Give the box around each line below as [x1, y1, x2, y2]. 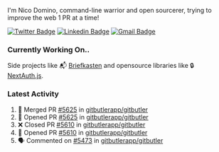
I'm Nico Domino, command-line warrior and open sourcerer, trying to [7, 6, 212, 14]
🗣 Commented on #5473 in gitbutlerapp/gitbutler [17, 136, 164, 144]
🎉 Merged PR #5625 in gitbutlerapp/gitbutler [17, 105, 148, 114]
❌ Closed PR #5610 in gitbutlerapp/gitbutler [17, 120, 146, 129]
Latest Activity [7, 89, 59, 99]
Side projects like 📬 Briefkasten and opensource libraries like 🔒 [7, 62, 194, 70]
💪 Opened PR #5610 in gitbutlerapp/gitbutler [17, 128, 148, 136]
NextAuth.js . [7, 71, 44, 80]
